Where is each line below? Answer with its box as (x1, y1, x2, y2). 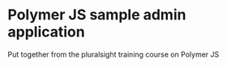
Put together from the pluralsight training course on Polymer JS (7, 49, 220, 59)
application (7, 23, 86, 41)
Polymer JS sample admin (7, 6, 186, 24)
